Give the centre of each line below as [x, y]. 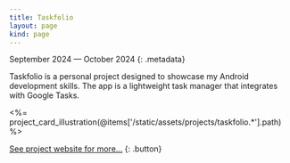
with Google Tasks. [45, 95]
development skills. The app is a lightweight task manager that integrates [144, 86]
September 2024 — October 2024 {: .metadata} [97, 60]
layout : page [33, 26]
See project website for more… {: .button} [86, 149]
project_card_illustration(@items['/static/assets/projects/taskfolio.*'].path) [145, 122]
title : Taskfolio [41, 17]
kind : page [29, 34]
